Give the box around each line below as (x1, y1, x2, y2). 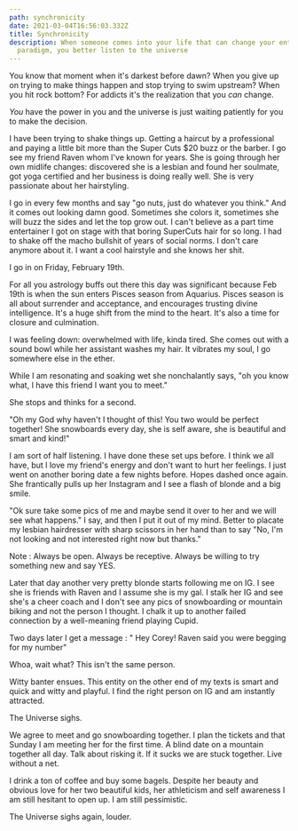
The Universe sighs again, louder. (9, 811, 132, 822)
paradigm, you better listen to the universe (17, 46, 189, 55)
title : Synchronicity (9, 29, 90, 38)
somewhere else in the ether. (9, 353, 115, 364)
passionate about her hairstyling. (9, 180, 129, 191)
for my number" (9, 642, 67, 653)
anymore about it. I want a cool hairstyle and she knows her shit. (9, 245, 245, 256)
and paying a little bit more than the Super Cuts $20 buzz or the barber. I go (9, 143, 286, 154)
